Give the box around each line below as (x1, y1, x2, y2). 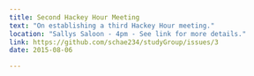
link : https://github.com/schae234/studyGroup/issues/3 (9, 37, 219, 47)
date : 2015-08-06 (9, 46, 73, 55)
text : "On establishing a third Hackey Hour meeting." (9, 21, 215, 30)
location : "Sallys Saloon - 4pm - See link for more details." (9, 29, 247, 38)
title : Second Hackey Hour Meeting (9, 12, 140, 22)
